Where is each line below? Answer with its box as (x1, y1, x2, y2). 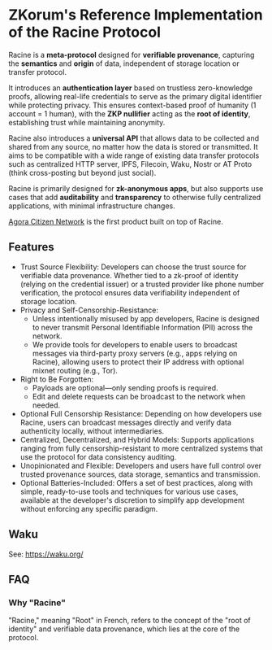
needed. (32, 400, 61, 410)
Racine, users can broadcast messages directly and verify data (19, 417, 231, 427)
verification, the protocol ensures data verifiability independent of (19, 287, 240, 298)
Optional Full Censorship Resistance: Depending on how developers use (19, 408, 262, 418)
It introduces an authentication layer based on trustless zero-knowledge (8, 83, 253, 93)
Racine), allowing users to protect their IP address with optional (32, 356, 244, 367)
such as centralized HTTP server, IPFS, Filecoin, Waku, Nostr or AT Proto (8, 159, 253, 168)
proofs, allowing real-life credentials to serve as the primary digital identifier (8, 91, 262, 101)
